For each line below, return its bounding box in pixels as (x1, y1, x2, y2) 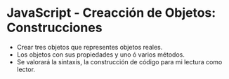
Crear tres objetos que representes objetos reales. (16, 43, 163, 51)
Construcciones (6, 20, 103, 36)
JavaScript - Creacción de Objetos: (6, 5, 216, 21)
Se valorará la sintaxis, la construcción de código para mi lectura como (16, 57, 223, 66)
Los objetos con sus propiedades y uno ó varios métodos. (16, 50, 185, 59)
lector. (16, 65, 36, 73)
